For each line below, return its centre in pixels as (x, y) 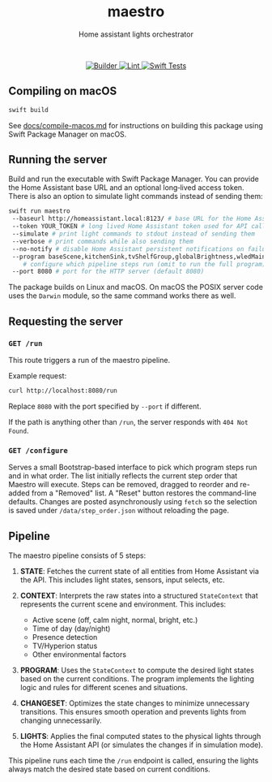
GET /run (25, 343)
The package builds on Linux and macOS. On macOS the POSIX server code (136, 287)
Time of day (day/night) (71, 629)
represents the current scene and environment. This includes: (123, 604)
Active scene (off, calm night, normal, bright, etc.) (115, 620)
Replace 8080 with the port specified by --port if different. (105, 406)
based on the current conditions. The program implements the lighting (137, 678)
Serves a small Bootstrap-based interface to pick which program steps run (133, 467)
